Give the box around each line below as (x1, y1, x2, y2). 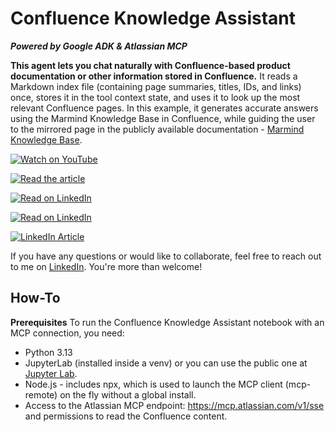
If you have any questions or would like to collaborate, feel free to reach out (10, 250, 322, 262)
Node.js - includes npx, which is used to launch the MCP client (24, 378, 283, 390)
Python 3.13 (24, 346, 73, 358)
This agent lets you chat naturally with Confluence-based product (10, 59, 291, 71)
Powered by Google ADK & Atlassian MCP (10, 40, 188, 52)
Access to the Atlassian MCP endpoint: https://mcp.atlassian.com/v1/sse (24, 399, 325, 411)
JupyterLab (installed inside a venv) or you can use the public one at (24, 357, 308, 369)
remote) (24, 388, 58, 401)
